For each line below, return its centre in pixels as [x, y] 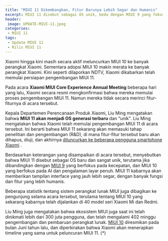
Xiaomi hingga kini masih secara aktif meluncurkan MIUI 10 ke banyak [77, 61]
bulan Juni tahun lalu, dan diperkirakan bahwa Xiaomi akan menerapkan [79, 227]
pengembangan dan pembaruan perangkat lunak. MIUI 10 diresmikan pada [82, 222]
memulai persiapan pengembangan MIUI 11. [50, 77]
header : [13, 19]
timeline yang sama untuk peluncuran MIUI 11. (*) [55, 233]
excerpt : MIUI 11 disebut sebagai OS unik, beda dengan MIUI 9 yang [78, 15]
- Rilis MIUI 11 [24, 47]
